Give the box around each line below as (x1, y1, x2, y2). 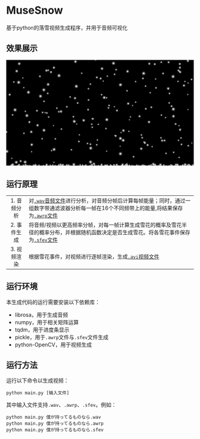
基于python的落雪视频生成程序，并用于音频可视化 (6, 24, 128, 31)
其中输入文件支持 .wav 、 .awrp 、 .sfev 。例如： (6, 401, 117, 409)
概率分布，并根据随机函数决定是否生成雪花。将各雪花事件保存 (39, 229, 190, 236)
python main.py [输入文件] (6, 390, 70, 396)
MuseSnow (6, 4, 64, 17)
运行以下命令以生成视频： (6, 377, 69, 384)
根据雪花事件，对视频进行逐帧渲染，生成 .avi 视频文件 (29, 253, 160, 260)
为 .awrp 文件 (29, 211, 58, 219)
